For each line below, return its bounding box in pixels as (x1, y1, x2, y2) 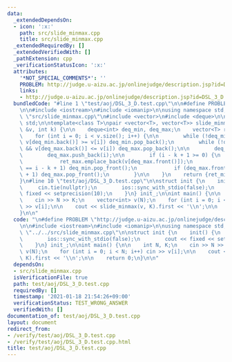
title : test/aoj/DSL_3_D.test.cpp (7, 345, 107, 352)
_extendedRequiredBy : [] (13, 42, 85, 49)
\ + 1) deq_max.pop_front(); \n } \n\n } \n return (19, 171, 202, 178)
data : (7, 10, 23, 17)
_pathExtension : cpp (13, 55, 72, 62)
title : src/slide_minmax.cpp (19, 36, 104, 43)
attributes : (13, 68, 48, 75)
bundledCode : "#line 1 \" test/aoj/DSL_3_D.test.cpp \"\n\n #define (13, 100, 206, 107)
